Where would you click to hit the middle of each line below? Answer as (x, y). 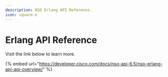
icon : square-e (21, 15)
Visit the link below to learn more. (40, 54)
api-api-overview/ (24, 69)
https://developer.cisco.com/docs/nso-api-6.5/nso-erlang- (101, 64)
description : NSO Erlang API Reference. (49, 10)
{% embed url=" (22, 64)
